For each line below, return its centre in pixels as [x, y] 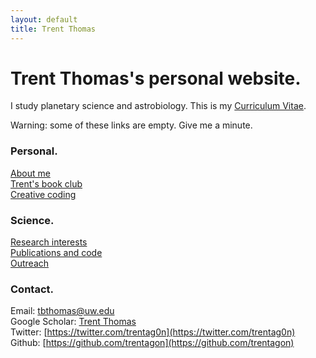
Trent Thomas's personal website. [156, 78]
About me [30, 173]
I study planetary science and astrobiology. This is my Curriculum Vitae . [158, 106]
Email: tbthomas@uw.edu [62, 311]
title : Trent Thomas [53, 29]
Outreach [30, 263]
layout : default [44, 19]
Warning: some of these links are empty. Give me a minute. [131, 125]
